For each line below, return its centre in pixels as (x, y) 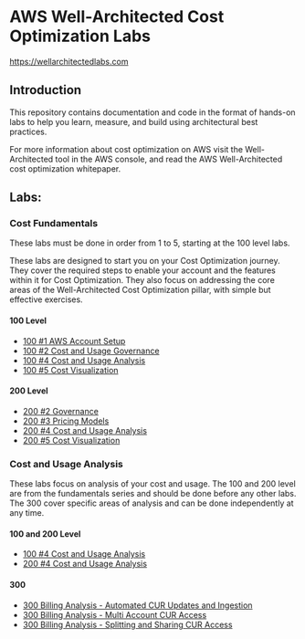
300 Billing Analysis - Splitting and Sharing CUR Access (127, 624)
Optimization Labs (80, 36)
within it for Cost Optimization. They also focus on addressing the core (142, 280)
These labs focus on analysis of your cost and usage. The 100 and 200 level (153, 484)
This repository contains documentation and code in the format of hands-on (152, 112)
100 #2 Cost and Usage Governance (91, 351)
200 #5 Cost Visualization (71, 440)
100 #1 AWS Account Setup (74, 340)
